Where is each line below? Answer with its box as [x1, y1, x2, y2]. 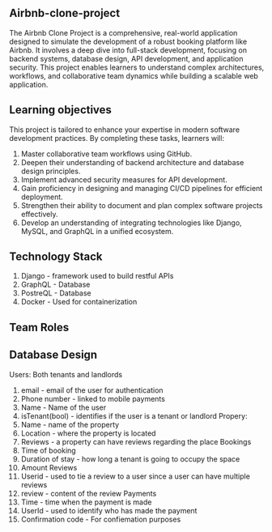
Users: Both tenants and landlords [9, 369, 123, 379]
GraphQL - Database [20, 279, 91, 290]
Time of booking [20, 445, 76, 455]
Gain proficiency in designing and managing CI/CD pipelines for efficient [20, 183, 263, 193]
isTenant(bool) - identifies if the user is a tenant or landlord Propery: [20, 411, 248, 420]
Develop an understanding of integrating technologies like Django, [20, 218, 242, 228]
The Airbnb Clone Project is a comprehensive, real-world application [9, 28, 238, 37]
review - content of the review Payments [20, 488, 157, 498]
